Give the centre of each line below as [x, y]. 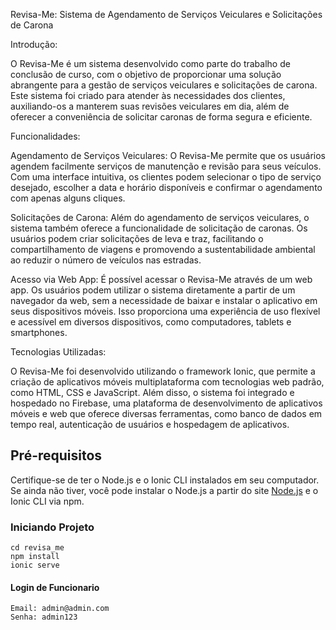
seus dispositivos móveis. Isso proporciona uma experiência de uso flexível [165, 311]
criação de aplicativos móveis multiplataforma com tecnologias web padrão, [167, 382]
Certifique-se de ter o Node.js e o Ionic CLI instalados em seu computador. [165, 480]
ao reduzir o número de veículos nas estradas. [106, 260]
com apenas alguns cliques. [68, 198]
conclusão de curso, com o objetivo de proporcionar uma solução [146, 74]
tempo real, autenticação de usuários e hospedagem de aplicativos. [150, 424]
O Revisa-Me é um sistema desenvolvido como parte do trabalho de [150, 63]
